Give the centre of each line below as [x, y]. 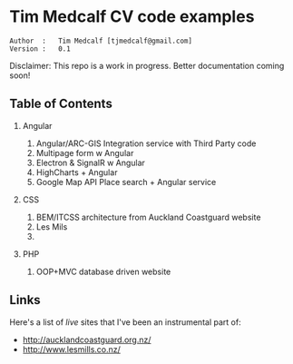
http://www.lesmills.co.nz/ [71, 349]
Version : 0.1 [40, 49]
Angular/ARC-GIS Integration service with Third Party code [146, 143]
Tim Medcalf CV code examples [132, 17]
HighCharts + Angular [77, 172]
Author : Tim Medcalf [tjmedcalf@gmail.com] [101, 41]
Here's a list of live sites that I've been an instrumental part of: [126, 322]
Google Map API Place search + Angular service [126, 182]
